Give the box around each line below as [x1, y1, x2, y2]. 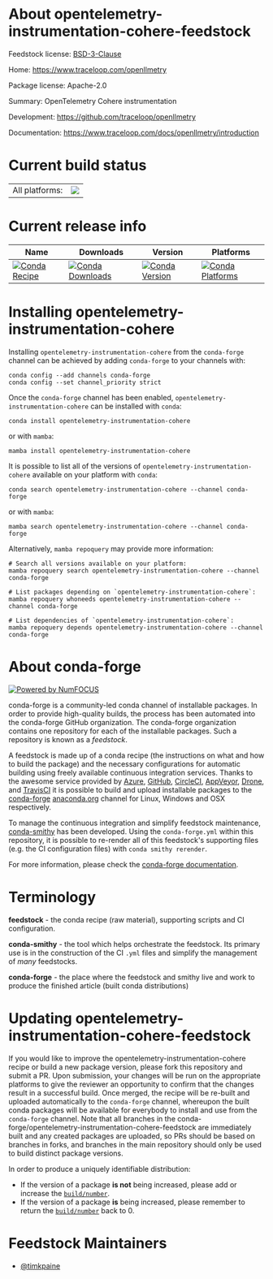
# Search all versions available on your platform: [8, 560, 187, 568]
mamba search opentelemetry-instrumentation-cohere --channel [8, 522, 223, 530]
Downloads [78, 246, 124, 257]
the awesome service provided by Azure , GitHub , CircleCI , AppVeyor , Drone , [8, 776, 265, 786]
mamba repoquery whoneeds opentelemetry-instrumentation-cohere [8, 594, 231, 603]
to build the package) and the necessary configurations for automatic [8, 758, 241, 768]
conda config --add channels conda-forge [8, 371, 151, 379]
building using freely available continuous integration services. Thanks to [8, 767, 253, 777]
